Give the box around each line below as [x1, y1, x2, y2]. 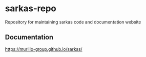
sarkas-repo [5, 3, 57, 14]
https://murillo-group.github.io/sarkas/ [5, 46, 83, 52]
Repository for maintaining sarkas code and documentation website [5, 19, 142, 25]
